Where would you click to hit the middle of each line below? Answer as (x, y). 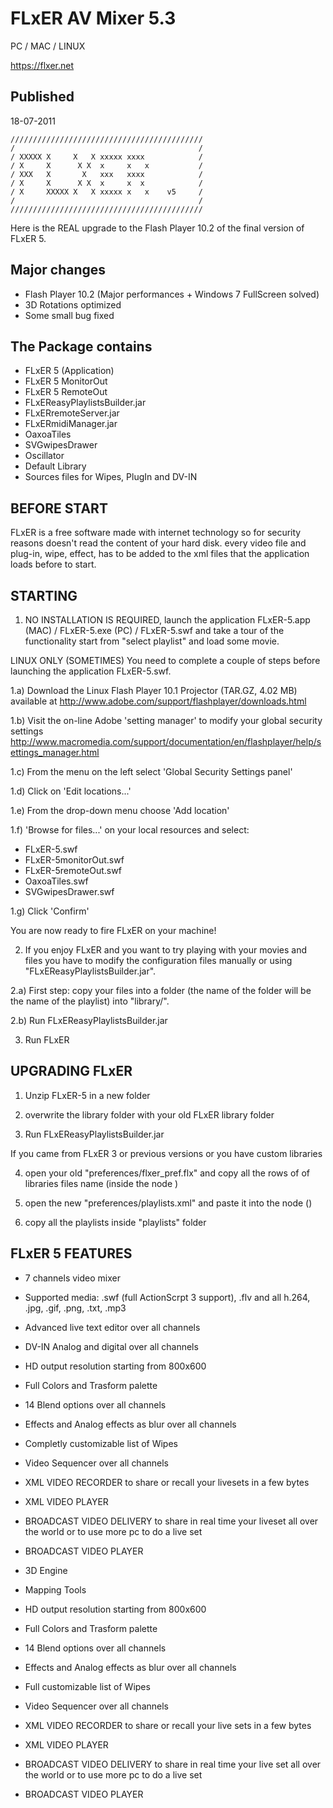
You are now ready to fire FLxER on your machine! (113, 930)
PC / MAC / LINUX (48, 46)
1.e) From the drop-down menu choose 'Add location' (120, 810)
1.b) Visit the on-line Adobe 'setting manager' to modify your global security (166, 720)
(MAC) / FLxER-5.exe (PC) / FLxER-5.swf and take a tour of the (154, 630)
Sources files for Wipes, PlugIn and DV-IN (111, 477)
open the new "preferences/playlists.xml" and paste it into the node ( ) (168, 1203)
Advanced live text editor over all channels (112, 1327)
